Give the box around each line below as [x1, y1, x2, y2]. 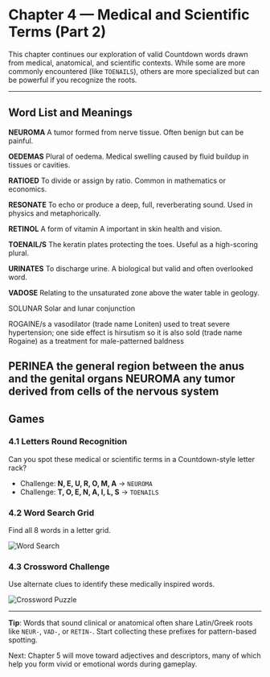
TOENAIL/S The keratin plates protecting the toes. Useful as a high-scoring [8, 239, 259, 249]
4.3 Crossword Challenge [8, 561, 110, 572]
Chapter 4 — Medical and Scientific [8, 6, 250, 24]
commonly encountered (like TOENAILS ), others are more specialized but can [8, 66, 260, 76]
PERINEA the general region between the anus [8, 360, 245, 374]
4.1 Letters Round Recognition [8, 436, 128, 448]
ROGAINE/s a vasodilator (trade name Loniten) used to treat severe [8, 319, 231, 328]
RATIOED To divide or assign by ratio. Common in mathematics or [8, 175, 227, 185]
